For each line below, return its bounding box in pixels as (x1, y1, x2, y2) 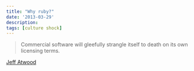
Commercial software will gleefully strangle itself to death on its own (20, 41, 188, 48)
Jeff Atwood (6, 59, 37, 66)
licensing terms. (20, 48, 61, 55)
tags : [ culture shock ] (6, 25, 62, 31)
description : (6, 19, 39, 25)
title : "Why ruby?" (6, 8, 55, 15)
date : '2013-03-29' (6, 14, 55, 20)
